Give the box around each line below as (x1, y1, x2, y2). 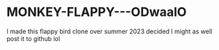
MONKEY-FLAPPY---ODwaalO (6, 4, 187, 20)
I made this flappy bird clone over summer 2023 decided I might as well (6, 27, 213, 35)
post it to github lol (6, 34, 61, 42)
